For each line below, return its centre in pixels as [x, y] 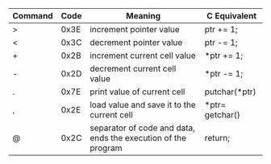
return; [217, 138]
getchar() [222, 115]
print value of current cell [138, 92]
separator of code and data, [143, 128]
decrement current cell [133, 69]
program [106, 148]
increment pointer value [135, 29]
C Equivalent [231, 16]
